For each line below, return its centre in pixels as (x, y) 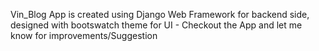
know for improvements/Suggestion (84, 35)
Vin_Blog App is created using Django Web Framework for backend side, (160, 14)
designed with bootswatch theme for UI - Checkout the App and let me (156, 25)
